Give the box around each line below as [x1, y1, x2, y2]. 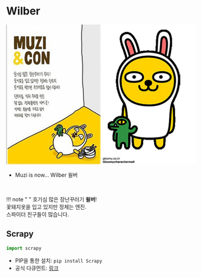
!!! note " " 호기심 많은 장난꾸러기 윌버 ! [6, 196, 97, 203]
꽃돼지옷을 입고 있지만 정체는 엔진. [6, 203, 87, 211]
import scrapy [6, 245, 42, 252]
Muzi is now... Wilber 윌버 [14, 171, 78, 178]
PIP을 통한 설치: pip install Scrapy [14, 257, 102, 264]
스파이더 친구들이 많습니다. [6, 211, 69, 218]
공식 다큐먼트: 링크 [14, 264, 59, 272]
